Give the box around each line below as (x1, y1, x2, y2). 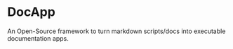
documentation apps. (7, 34, 69, 42)
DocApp (7, 4, 56, 20)
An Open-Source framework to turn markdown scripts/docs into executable (7, 27, 226, 35)
